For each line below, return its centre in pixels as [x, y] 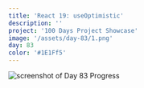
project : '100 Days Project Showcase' [73, 30]
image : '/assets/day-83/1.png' [61, 38]
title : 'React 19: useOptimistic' [66, 16]
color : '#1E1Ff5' [37, 53]
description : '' [35, 23]
